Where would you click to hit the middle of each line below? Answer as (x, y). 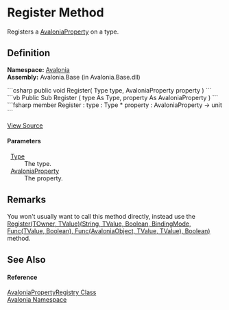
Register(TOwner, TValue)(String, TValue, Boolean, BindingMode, (99, 224)
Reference (22, 277)
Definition (28, 53)
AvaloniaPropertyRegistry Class (52, 292)
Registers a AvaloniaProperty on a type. (63, 32)
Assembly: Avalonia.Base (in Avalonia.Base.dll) (74, 77)
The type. (38, 163)
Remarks (27, 200)
